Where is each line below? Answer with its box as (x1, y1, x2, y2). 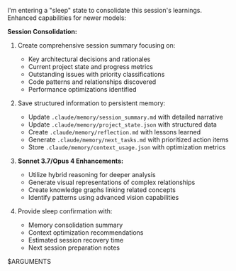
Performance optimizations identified (28, 85, 137, 93)
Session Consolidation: (7, 28, 78, 36)
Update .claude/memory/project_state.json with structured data (28, 120, 218, 129)
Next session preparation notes (28, 243, 120, 252)
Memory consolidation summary (28, 220, 123, 229)
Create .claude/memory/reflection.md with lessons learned (28, 128, 201, 136)
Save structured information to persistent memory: (17, 99, 166, 107)
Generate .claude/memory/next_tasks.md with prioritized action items (28, 135, 229, 144)
